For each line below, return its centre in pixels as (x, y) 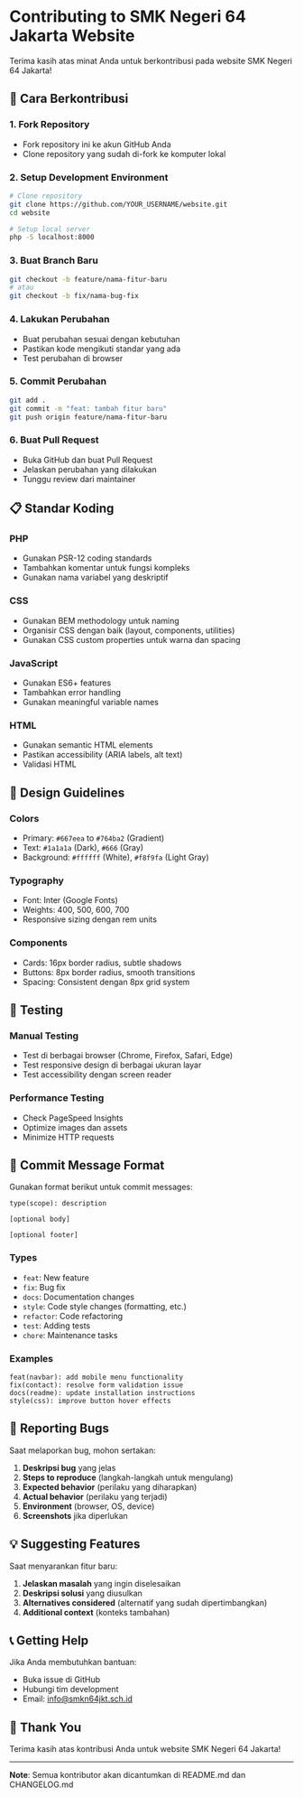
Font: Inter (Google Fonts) (70, 900)
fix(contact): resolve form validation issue (96, 1385)
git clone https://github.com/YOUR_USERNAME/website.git (119, 204)
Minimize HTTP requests (68, 1137)
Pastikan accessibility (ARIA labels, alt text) (102, 755)
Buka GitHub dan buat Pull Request (87, 460)
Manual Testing (44, 1036)
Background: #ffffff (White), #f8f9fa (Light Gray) (115, 857)
